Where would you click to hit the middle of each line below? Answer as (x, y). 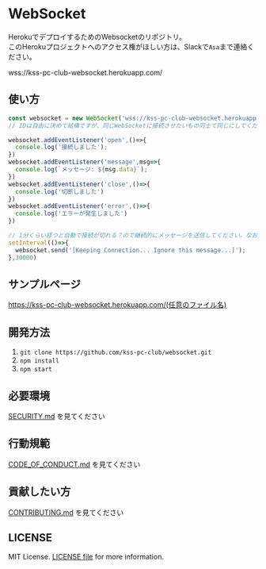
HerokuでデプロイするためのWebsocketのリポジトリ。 (97, 37)
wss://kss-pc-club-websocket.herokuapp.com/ (85, 72)
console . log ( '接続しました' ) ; (62, 148)
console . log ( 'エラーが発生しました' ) (72, 214)
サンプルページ (44, 284)
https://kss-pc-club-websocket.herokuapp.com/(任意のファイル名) (118, 305)
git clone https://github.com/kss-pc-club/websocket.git (116, 353)
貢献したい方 (40, 492)
